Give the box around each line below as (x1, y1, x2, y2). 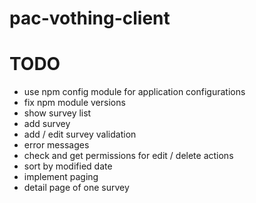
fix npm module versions (23, 97, 126, 109)
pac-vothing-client (9, 7, 171, 30)
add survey (23, 118, 71, 130)
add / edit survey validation (23, 128, 137, 141)
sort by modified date (23, 160, 113, 172)
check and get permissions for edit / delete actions (23, 150, 234, 162)
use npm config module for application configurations (23, 86, 246, 98)
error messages (23, 139, 90, 151)
